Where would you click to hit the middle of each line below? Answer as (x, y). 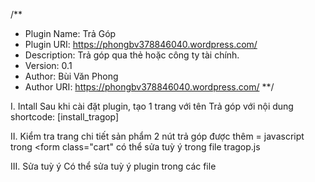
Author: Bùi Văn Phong (71, 76)
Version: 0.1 (48, 65)
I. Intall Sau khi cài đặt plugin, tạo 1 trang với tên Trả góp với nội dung (152, 106)
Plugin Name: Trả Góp (70, 33)
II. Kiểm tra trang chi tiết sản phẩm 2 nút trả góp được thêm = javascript (157, 136)
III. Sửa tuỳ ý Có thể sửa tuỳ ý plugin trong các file (113, 166)
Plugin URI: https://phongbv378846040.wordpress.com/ (141, 44)
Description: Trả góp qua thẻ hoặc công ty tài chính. (132, 55)
